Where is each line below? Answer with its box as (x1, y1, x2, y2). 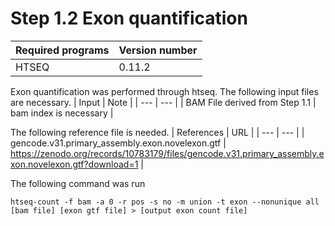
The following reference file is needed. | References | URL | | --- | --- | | (10, 126, 305, 138)
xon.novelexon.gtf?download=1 (10, 158, 139, 170)
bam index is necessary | (10, 107, 114, 119)
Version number (118, 43, 198, 57)
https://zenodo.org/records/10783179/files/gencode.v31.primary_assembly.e (10, 147, 325, 159)
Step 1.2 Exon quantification (10, 7, 248, 30)
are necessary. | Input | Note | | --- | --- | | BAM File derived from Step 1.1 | (10, 96, 317, 108)
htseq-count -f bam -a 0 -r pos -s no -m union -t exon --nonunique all (10, 197, 320, 207)
